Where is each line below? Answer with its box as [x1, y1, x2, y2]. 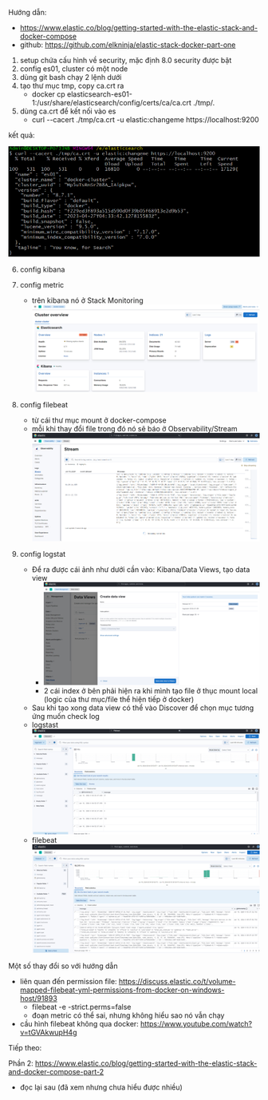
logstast [31, 720, 58, 730]
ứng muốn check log [31, 712, 100, 721]
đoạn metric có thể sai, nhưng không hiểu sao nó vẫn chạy [31, 1011, 225, 1020]
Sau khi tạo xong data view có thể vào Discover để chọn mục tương [31, 703, 254, 713]
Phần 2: [8, 1058, 33, 1068]
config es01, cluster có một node [19, 64, 128, 73]
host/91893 [19, 994, 57, 1003]
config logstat [19, 549, 66, 558]
